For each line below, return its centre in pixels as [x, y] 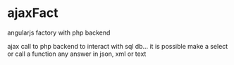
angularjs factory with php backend [59, 32]
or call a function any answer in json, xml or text [77, 54]
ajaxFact [33, 13]
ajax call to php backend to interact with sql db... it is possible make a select [118, 46]
